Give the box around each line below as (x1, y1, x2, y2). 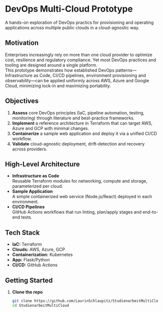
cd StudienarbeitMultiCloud (12, 303, 69, 308)
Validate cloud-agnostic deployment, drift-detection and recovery (12, 141, 145, 147)
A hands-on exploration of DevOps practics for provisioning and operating (5, 19, 154, 25)
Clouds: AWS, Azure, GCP (12, 247, 65, 253)
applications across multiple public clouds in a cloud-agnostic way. (5, 24, 140, 30)
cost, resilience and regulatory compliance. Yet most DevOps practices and (5, 57, 156, 63)
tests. (21, 214, 33, 220)
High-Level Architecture (5, 160, 80, 168)
